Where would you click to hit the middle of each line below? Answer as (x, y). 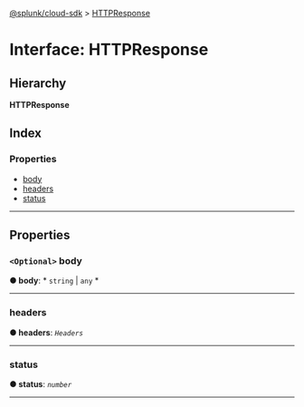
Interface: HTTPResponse (109, 50)
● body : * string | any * (54, 281)
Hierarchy (38, 83)
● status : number (41, 383)
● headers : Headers (47, 332)
